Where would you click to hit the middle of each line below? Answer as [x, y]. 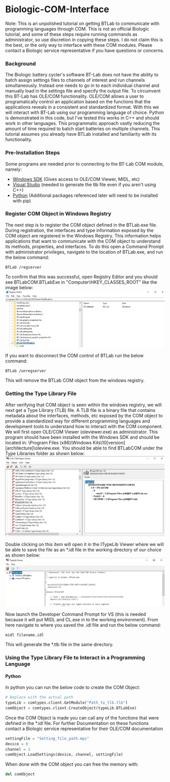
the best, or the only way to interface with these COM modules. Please [79, 45]
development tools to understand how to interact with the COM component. [84, 426]
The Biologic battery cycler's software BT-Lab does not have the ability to [82, 75]
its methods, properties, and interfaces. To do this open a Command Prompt [84, 246]
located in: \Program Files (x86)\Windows [49, 442]
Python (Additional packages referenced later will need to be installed [85, 195]
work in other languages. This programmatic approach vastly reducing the [83, 124]
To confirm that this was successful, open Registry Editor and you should [81, 277]
